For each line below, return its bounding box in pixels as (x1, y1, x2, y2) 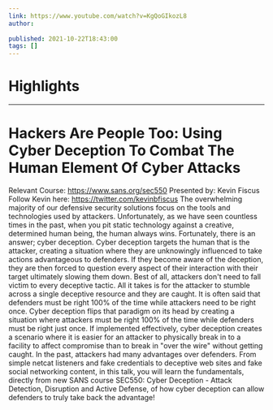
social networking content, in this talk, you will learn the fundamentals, (8, 367, 245, 376)
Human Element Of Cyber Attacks (8, 159, 241, 177)
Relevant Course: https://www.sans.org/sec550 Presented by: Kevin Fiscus (8, 186, 260, 195)
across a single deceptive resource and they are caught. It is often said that (8, 289, 261, 299)
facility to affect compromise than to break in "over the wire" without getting (8, 341, 263, 350)
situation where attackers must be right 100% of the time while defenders (8, 315, 254, 325)
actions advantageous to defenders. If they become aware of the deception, (8, 255, 264, 264)
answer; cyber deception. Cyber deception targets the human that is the (8, 237, 250, 247)
